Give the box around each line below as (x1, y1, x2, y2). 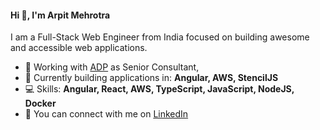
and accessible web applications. (10, 42, 148, 54)
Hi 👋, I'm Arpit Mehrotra (10, 9, 111, 21)
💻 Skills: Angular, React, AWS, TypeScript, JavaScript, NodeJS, (24, 83, 295, 95)
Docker (24, 97, 57, 110)
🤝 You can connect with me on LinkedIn (24, 108, 189, 120)
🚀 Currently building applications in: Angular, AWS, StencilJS (24, 72, 279, 84)
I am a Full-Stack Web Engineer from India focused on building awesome (10, 31, 310, 43)
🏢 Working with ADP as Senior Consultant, (24, 61, 200, 73)
